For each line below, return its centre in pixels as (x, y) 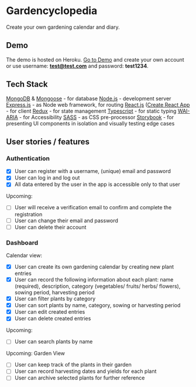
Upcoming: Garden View (36, 354)
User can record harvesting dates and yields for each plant (85, 371)
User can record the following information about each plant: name (94, 279)
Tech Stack (27, 84)
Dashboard (22, 243)
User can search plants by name (54, 342)
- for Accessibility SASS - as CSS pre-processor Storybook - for (97, 117)
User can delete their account (50, 227)
